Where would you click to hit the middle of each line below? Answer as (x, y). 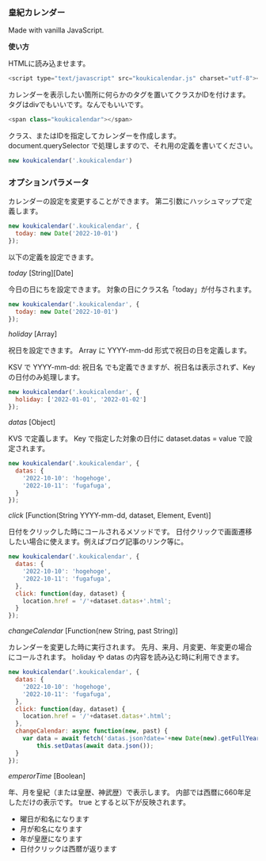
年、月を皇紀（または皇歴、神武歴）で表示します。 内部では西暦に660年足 (130, 792)
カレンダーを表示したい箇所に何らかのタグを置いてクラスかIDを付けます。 (129, 95)
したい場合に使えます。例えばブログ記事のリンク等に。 (98, 541)
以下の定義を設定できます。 (53, 257)
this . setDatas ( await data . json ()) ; (95, 746)
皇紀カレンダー (37, 12)
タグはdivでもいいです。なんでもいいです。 (78, 105)
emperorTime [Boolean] (47, 775)
